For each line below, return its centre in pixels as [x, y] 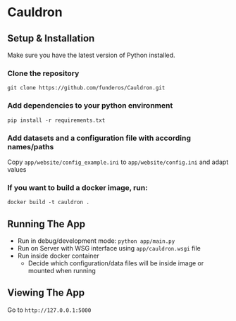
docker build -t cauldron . [49, 202]
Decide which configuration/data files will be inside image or [116, 263]
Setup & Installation [51, 38]
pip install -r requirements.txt [56, 120]
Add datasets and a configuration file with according [99, 138]
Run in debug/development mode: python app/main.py [96, 241]
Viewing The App [46, 293]
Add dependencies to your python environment [90, 106]
